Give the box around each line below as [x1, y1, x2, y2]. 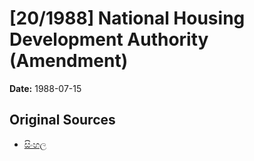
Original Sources [9, 112, 116, 129]
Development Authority [9, 28, 209, 51]
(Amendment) [9, 50, 129, 72]
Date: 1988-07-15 [9, 82, 82, 94]
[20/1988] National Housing [9, 7, 246, 30]
